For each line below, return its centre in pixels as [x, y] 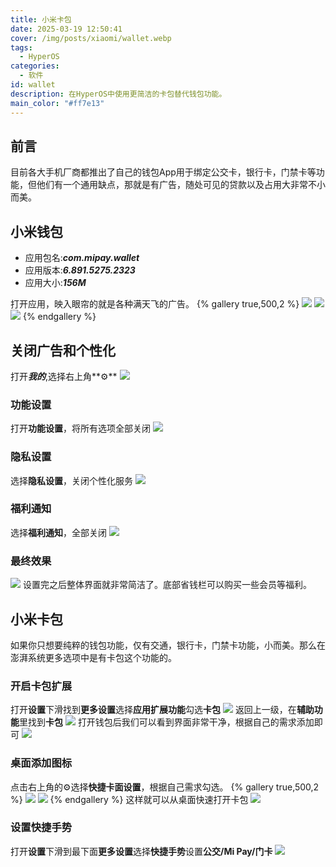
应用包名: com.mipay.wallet [82, 258]
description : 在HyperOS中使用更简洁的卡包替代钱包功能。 [118, 94]
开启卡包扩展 [41, 686]
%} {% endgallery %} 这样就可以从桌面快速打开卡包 [129, 799]
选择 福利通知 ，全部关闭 [58, 532]
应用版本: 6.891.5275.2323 [80, 270]
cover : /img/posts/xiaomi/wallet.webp [91, 38]
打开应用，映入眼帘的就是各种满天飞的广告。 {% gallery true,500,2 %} [155, 304]
